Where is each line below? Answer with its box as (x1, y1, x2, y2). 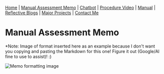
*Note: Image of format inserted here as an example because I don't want (5, 43, 155, 49)
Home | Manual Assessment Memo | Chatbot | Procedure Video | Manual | (5, 5, 156, 10)
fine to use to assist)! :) (5, 53, 52, 59)
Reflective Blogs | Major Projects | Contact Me (5, 10, 99, 16)
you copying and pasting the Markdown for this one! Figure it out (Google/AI (5, 48, 160, 54)
